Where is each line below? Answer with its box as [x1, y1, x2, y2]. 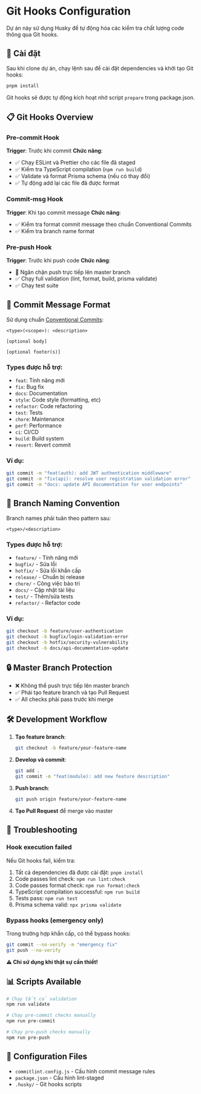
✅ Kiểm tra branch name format [15, 227, 95, 234]
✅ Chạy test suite [15, 281, 59, 289]
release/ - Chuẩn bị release [15, 573, 85, 581]
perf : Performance [15, 422, 62, 429]
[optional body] [6, 338, 47, 344]
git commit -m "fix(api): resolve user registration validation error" [6, 476, 191, 482]
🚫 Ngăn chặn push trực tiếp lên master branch [15, 268, 131, 276]
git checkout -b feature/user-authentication [6, 628, 123, 634]
